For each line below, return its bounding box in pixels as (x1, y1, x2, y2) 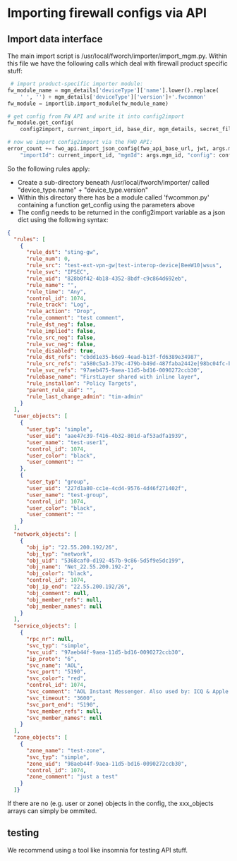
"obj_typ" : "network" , (25, 550, 93, 558)
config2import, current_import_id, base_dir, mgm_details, (20, 126, 197, 133)
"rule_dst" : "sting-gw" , (25, 249, 99, 256)
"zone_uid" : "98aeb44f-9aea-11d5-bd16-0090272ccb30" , (25, 760, 188, 767)
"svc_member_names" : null (25, 714, 102, 721)
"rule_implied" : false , (25, 327, 97, 334)
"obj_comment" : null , (25, 590, 90, 597)
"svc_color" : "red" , (25, 675, 87, 682)
